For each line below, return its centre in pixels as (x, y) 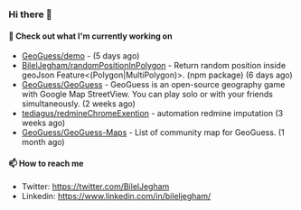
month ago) (43, 142)
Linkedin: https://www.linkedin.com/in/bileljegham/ (116, 196)
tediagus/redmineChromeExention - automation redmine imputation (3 (152, 114)
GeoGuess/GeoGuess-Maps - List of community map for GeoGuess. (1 (153, 132)
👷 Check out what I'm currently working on (90, 36)
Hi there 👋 (31, 14)
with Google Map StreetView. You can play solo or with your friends (147, 95)
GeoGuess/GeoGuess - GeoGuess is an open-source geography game (153, 85)
